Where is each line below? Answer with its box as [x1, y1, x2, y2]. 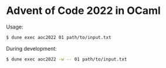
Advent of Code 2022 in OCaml [6, 4, 161, 17]
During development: [6, 45, 57, 52]
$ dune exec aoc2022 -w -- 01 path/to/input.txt [6, 56, 127, 62]
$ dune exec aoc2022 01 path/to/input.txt [6, 34, 111, 40]
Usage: [6, 23, 23, 30]
